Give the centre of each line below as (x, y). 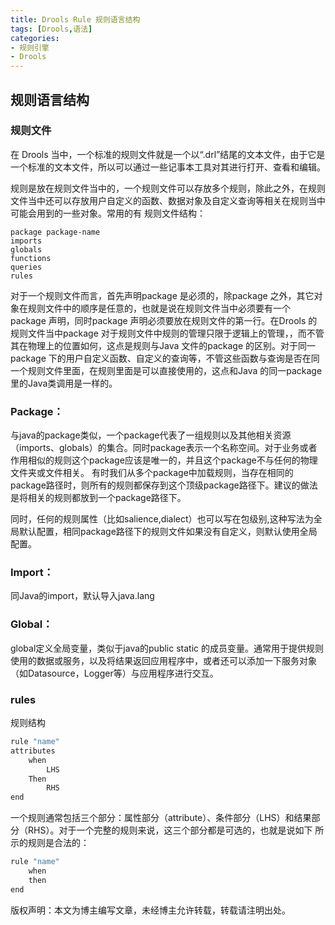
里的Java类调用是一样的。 (64, 383)
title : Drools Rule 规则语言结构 (75, 19)
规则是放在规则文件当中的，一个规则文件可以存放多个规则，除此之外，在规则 (168, 188)
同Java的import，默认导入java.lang (82, 596)
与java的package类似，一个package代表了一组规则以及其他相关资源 (151, 435)
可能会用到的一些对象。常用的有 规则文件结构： (108, 213)
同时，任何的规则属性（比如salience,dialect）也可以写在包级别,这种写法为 (162, 519)
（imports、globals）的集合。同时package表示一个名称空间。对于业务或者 (164, 448)
